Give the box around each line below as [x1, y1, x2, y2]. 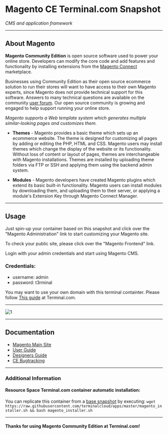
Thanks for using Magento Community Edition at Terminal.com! [5, 423, 140, 429]
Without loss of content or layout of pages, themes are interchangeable [12, 151, 160, 157]
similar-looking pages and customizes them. [5, 120, 97, 126]
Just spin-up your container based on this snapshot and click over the [5, 225, 150, 231]
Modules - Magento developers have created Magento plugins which [12, 177, 156, 183]
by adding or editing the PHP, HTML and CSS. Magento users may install [12, 140, 162, 147]
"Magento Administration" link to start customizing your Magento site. [5, 231, 149, 237]
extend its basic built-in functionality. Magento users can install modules [12, 182, 162, 188]
